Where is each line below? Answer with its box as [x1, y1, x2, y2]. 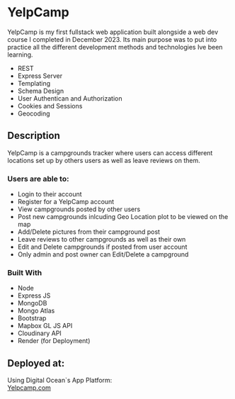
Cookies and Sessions [17, 101, 83, 110]
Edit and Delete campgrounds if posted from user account [17, 242, 188, 252]
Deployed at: [7, 357, 65, 369]
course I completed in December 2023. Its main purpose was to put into [7, 35, 217, 43]
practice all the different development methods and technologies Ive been [7, 43, 223, 51]
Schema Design [17, 86, 64, 95]
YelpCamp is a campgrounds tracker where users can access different [7, 148, 213, 157]
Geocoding [17, 109, 51, 118]
